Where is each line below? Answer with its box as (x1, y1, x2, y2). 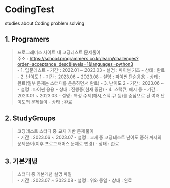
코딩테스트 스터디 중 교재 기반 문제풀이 (17, 128, 94, 134)
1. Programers (5, 35, 50, 44)
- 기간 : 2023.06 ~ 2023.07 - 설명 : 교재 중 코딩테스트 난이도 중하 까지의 (17, 134, 162, 140)
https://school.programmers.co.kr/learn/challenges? (29, 55, 139, 61)
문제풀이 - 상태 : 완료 (31, 99, 72, 105)
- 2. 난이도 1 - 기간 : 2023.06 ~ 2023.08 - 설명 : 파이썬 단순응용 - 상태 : (17, 73, 161, 80)
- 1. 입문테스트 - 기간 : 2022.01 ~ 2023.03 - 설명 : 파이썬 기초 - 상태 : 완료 (17, 67, 165, 73)
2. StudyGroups (5, 114, 56, 123)
